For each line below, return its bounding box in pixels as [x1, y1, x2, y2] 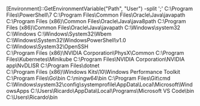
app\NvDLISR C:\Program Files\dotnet [6, 62, 100, 69]
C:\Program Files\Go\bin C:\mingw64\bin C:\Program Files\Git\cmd [6, 74, 171, 82]
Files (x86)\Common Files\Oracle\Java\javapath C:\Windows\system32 [6, 24, 181, 31]
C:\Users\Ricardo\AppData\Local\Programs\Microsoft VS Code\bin [31, 88, 195, 94]
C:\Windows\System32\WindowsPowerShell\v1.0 [6, 37, 126, 43]
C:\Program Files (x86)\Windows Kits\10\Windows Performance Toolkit [6, 68, 181, 75]
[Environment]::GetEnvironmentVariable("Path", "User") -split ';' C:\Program [6, 5, 193, 12]
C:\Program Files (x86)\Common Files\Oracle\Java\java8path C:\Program [6, 18, 186, 24]
